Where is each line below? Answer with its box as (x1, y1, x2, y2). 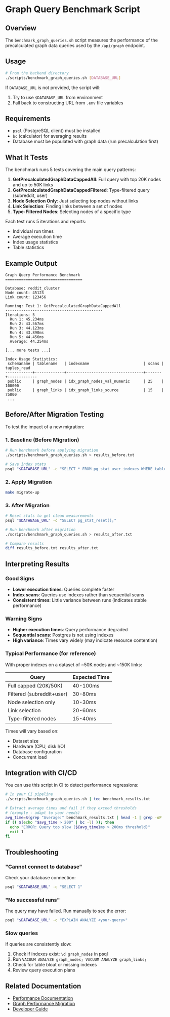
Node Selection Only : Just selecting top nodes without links (12, 198, 138, 204)
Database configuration (12, 748, 62, 755)
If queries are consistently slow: (5, 941, 72, 947)
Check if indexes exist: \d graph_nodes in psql (12, 951, 108, 957)
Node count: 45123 (5, 290, 44, 295)
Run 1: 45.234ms (10, 317, 44, 322)
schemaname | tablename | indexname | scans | (7, 361, 164, 366)
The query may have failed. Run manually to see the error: (5, 908, 126, 914)
